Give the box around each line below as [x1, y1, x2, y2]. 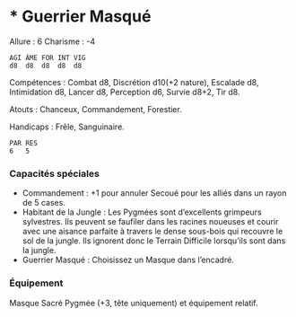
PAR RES [9, 138, 39, 147]
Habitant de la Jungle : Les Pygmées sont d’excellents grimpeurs [22, 207, 262, 217]
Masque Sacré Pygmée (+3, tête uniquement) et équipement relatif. [9, 297, 258, 308]
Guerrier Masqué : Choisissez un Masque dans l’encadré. [22, 254, 235, 266]
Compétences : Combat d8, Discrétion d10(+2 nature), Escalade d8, [9, 76, 259, 87]
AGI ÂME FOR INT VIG [9, 53, 87, 62]
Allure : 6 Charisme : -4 [9, 36, 96, 47]
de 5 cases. [22, 198, 65, 208]
